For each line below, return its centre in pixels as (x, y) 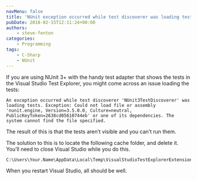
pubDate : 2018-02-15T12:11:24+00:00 (51, 22)
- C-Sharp (29, 55)
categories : (21, 39)
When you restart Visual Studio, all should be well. (67, 171)
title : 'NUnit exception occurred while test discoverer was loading (93, 17)
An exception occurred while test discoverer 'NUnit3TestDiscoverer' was (98, 100)
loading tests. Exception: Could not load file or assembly (81, 105)
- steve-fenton (35, 33)
